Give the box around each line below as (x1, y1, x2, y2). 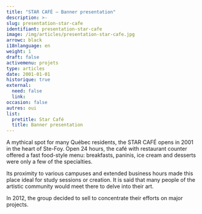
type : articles (6, 65, 45, 72)
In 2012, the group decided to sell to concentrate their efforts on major (6, 195, 183, 202)
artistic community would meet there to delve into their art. (6, 183, 154, 190)
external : (6, 83, 32, 89)
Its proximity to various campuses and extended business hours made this (6, 170, 193, 177)
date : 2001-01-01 (6, 71, 51, 77)
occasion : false (6, 99, 48, 105)
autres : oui (6, 105, 37, 111)
